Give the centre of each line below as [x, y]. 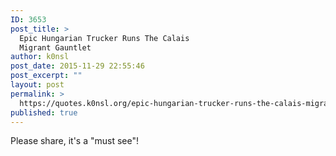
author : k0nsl [40, 57]
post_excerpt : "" [46, 76]
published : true [44, 112]
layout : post [37, 85]
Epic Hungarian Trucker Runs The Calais [104, 38]
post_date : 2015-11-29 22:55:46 [77, 66]
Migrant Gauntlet [55, 47]
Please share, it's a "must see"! [75, 141]
